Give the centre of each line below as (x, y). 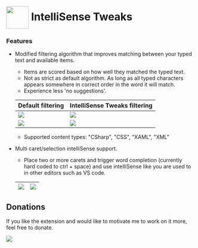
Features (19, 41)
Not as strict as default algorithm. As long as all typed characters (103, 78)
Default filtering (41, 106)
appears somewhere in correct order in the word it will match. (99, 85)
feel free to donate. (30, 228)
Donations (26, 207)
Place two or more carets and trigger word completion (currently (103, 160)
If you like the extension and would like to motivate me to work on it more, (97, 221)
